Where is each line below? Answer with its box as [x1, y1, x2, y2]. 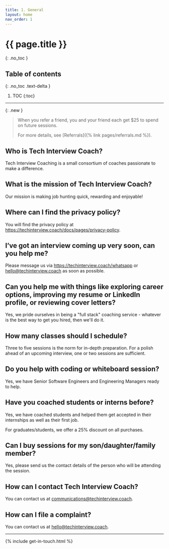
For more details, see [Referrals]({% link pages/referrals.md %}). [17, 132, 152, 139]
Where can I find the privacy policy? [5, 208, 121, 217]
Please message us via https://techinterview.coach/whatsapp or [5, 262, 138, 268]
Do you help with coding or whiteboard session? [5, 365, 159, 373]
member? [5, 449, 36, 458]
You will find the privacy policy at [5, 221, 74, 227]
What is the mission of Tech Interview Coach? [5, 180, 152, 189]
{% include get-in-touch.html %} [5, 538, 73, 544]
